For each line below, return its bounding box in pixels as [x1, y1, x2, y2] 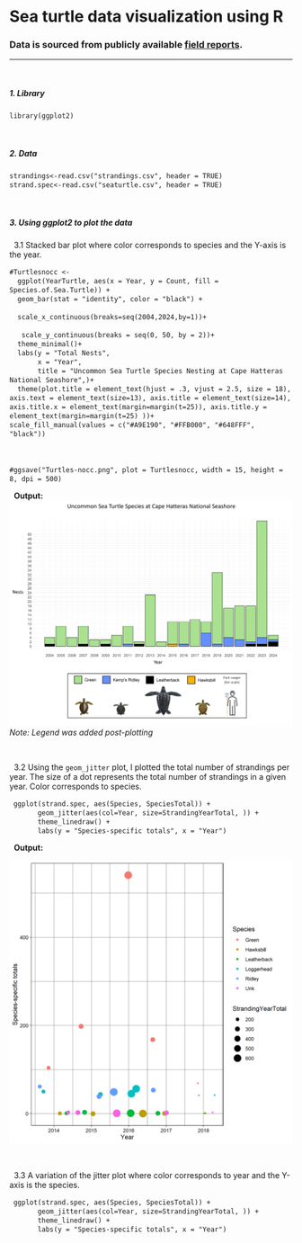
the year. [9, 249, 42, 260]
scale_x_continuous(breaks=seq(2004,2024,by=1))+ [17, 313, 207, 322]
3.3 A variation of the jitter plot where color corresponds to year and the [13, 1169, 280, 1180]
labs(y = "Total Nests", [17, 349, 111, 358]
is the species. [26, 1179, 80, 1190]
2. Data [9, 148, 38, 159]
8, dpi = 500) [9, 475, 63, 484]
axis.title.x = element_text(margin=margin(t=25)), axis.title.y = [9, 403, 268, 412]
